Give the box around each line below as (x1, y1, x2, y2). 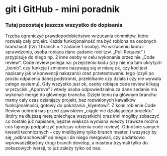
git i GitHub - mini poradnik (5, 4, 120, 15)
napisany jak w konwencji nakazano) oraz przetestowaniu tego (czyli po (5, 70, 154, 76)
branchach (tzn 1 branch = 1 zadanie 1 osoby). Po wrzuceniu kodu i (5, 44, 144, 50)
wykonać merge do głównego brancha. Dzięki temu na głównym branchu (5, 92, 157, 98)
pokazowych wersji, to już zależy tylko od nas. (5, 145, 102, 151)
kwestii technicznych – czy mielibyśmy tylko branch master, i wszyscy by (5, 129, 157, 135)
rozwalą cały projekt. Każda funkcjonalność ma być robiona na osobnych (5, 38, 157, 44)
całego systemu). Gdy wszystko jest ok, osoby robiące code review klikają (5, 81, 159, 87)
